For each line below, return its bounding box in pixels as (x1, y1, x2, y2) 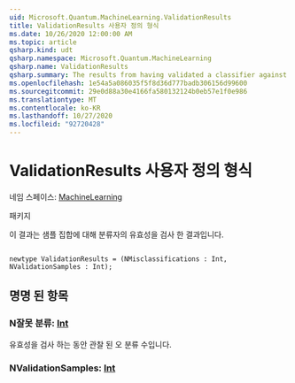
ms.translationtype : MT (9, 95, 97, 104)
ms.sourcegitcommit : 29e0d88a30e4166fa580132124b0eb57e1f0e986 (9, 87, 248, 96)
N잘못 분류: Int (9, 318, 69, 330)
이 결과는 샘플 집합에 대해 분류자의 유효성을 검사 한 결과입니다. (9, 229, 224, 240)
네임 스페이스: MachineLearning (9, 191, 122, 202)
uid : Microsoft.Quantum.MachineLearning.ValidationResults (9, 12, 232, 22)
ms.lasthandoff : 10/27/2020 (9, 111, 113, 120)
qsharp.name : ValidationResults (9, 63, 128, 72)
